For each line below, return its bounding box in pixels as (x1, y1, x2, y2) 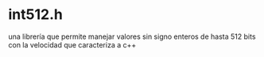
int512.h (8, 6, 64, 24)
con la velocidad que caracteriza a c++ (8, 40, 137, 49)
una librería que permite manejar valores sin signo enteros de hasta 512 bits (8, 32, 256, 41)
